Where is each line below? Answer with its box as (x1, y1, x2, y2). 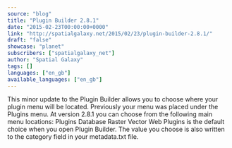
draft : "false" (7, 37, 52, 44)
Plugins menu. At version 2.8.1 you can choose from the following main (7, 110, 213, 118)
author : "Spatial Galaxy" (7, 56, 83, 63)
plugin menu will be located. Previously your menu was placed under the (7, 103, 219, 111)
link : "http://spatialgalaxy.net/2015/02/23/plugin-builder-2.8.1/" (7, 30, 213, 37)
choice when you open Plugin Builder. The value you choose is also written (7, 125, 225, 134)
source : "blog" (7, 10, 52, 18)
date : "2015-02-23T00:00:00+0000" (7, 23, 109, 30)
